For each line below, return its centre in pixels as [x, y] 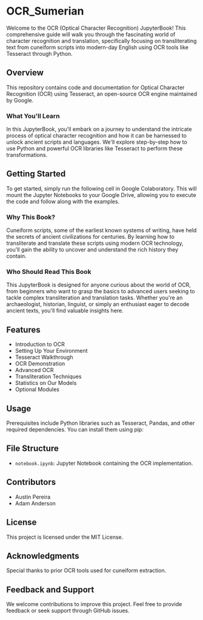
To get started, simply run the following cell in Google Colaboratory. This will [101, 188]
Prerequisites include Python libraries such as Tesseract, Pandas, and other [101, 423]
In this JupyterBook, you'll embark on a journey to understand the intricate [99, 129]
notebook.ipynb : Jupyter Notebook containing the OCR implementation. [104, 463]
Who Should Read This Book [49, 272]
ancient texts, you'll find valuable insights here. [65, 311]
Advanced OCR [34, 370]
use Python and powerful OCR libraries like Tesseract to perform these [95, 148]
